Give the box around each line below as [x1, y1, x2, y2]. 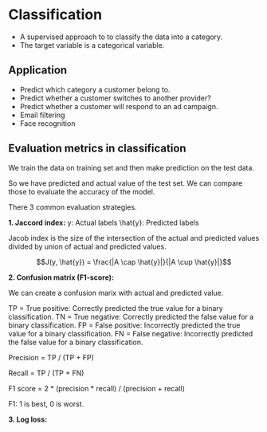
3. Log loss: [8, 414, 48, 424]
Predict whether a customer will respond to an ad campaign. [19, 101, 218, 111]
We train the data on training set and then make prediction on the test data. [8, 163, 255, 172]
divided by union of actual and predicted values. [8, 242, 167, 251]
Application [8, 64, 68, 77]
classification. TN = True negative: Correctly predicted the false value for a [8, 312, 254, 321]
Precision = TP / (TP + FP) [8, 352, 94, 362]
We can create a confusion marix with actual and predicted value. [8, 288, 224, 297]
